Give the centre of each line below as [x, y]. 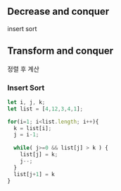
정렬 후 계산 [24, 69]
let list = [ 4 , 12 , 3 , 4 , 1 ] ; [45, 109]
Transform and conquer [60, 51]
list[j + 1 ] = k [34, 174]
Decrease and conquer [58, 12]
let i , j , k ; [26, 102]
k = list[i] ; [33, 128]
